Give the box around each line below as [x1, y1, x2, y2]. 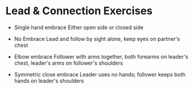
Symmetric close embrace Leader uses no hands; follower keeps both [14, 71, 186, 78]
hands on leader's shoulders [14, 77, 84, 84]
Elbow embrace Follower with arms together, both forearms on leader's [14, 53, 189, 60]
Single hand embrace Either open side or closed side [14, 24, 144, 31]
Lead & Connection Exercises [5, 4, 152, 18]
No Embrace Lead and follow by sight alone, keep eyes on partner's [14, 35, 180, 42]
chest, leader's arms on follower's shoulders [14, 59, 123, 66]
